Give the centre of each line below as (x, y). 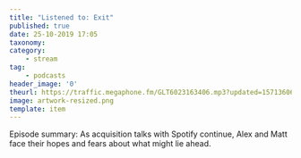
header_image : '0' (43, 84)
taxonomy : (28, 42)
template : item (38, 109)
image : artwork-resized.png (62, 100)
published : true (39, 26)
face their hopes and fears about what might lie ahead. (111, 144)
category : (28, 51)
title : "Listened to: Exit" (62, 17)
